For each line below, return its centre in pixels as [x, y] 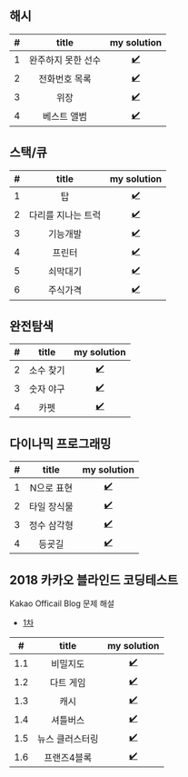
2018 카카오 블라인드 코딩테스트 [94, 580]
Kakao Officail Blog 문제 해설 [62, 603]
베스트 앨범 [65, 116]
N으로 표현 [51, 487]
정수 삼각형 [51, 525]
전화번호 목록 [65, 79]
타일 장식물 [51, 506]
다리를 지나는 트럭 [65, 215]
